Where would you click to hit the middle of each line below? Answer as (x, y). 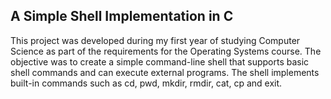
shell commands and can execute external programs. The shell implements (165, 72)
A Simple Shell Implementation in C (122, 16)
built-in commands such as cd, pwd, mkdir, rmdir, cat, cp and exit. (146, 83)
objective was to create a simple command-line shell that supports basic (160, 61)
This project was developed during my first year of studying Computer (155, 40)
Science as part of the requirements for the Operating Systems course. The (166, 51)
